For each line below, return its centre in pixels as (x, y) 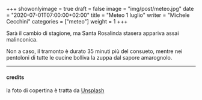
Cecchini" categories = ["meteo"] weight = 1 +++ (67, 21)
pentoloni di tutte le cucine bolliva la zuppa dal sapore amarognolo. (89, 58)
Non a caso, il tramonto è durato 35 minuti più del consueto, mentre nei (94, 51)
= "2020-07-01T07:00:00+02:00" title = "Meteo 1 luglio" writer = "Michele (98, 15)
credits (15, 77)
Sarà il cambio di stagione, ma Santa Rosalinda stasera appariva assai (93, 33)
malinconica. (22, 39)
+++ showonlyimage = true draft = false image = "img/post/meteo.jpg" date (100, 9)
